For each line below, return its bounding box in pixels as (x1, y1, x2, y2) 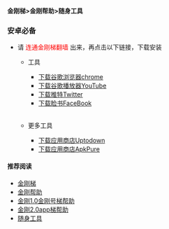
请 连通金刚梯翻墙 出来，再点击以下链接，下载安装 (17, 43, 162, 51)
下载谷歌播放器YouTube (38, 81, 107, 90)
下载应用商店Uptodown (38, 136, 105, 144)
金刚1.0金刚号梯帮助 (17, 197, 75, 205)
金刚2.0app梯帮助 (17, 205, 68, 214)
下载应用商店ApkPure (38, 144, 100, 153)
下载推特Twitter (38, 90, 83, 98)
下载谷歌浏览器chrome (38, 72, 103, 81)
